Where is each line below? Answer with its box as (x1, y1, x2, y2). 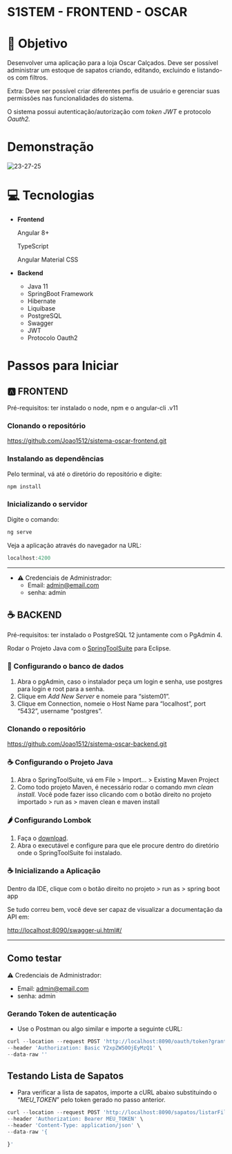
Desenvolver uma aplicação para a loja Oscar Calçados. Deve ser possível (7, 59, 219, 67)
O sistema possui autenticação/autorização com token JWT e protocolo (7, 108, 211, 116)
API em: (7, 913, 30, 921)
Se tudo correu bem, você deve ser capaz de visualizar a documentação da (7, 905, 223, 913)
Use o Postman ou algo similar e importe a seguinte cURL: (17, 1025, 183, 1033)
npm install (7, 483, 41, 490)
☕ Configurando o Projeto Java (7, 757, 113, 767)
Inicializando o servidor (7, 500, 88, 509)
